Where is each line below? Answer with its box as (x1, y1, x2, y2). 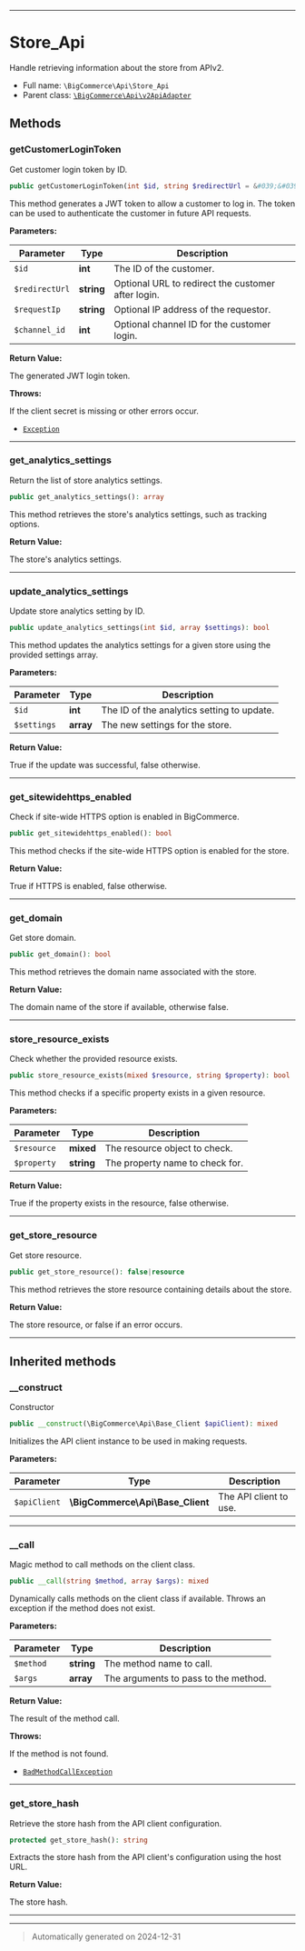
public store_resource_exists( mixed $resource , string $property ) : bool (9, 1071, 290, 1080)
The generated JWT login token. (9, 370, 131, 381)
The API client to (217, 1490, 289, 1503)
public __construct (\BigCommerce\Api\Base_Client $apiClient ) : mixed (9, 1419, 279, 1428)
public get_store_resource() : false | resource (9, 1267, 184, 1276)
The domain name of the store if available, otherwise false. (9, 1002, 229, 1013)
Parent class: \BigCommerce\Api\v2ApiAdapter (22, 89, 192, 100)
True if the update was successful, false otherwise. (9, 759, 202, 770)
